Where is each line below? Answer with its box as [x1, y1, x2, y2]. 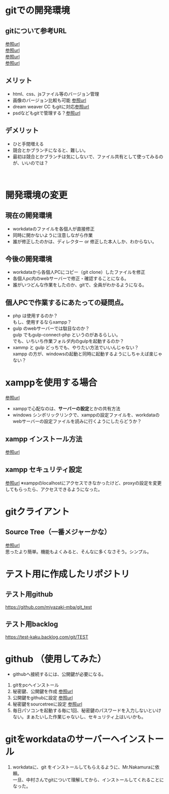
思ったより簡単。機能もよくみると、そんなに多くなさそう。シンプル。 [5, 548, 152, 555]
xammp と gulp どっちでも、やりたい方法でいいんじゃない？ [12, 345, 139, 351]
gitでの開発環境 [5, 5, 70, 16]
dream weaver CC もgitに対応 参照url [12, 103, 90, 109]
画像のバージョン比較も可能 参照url [12, 97, 86, 103]
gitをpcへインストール [12, 682, 59, 688]
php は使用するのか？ [12, 313, 58, 319]
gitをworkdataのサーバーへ [5, 733, 120, 745]
